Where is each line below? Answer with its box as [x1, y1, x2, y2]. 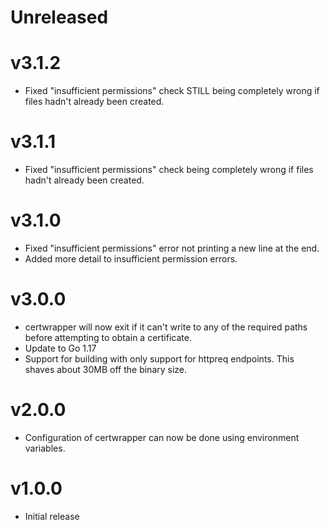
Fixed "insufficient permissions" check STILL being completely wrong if [24, 85, 320, 97]
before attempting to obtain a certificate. [24, 331, 192, 343]
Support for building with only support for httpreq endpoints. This [24, 352, 295, 365]
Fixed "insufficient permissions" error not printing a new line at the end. [24, 242, 320, 254]
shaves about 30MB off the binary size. [24, 363, 188, 375]
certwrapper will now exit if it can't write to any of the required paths [24, 321, 308, 333]
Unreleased [10, 6, 109, 29]
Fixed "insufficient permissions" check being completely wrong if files [24, 164, 314, 176]
